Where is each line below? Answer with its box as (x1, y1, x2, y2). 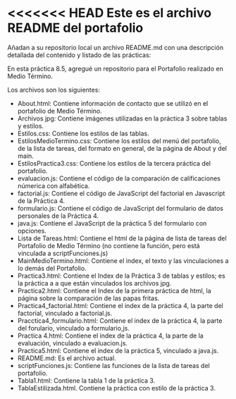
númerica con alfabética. (17, 181, 90, 190)
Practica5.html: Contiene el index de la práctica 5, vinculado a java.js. (17, 346, 219, 355)
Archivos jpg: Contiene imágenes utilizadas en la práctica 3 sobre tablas (17, 114, 228, 123)
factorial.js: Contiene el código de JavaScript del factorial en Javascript (17, 189, 225, 197)
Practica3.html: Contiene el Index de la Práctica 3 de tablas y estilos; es (17, 271, 225, 280)
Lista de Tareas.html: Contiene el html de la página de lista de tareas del (17, 234, 227, 243)
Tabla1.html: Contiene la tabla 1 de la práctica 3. (17, 376, 156, 385)
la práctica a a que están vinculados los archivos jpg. (17, 278, 172, 287)
